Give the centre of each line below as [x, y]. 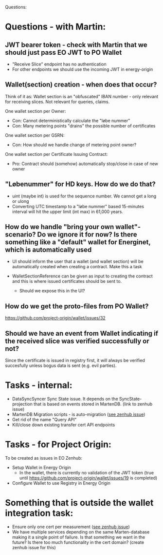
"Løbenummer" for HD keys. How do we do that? [80, 184]
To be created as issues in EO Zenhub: [44, 458]
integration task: [39, 513]
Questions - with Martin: [55, 27]
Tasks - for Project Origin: [58, 445]
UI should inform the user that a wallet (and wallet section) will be [78, 261]
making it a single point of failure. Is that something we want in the [78, 537]
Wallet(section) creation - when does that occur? [81, 85]
